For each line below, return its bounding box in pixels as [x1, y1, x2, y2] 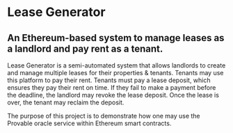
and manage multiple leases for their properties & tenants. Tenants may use [7, 69, 224, 77]
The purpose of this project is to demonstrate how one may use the [7, 112, 200, 120]
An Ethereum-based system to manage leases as [7, 32, 225, 44]
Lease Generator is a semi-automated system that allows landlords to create [7, 61, 226, 70]
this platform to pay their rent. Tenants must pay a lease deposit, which [7, 76, 211, 84]
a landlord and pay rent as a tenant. [7, 42, 163, 54]
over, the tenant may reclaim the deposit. [7, 98, 124, 107]
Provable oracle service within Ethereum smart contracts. [7, 119, 172, 127]
